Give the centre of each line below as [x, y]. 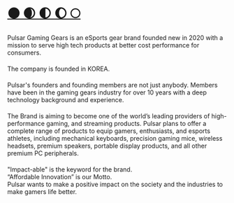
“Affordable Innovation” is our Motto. [60, 176]
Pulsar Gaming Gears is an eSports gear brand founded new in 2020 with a [115, 37]
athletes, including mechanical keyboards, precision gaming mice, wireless [115, 138]
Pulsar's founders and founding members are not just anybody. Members [112, 85]
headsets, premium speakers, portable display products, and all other [107, 146]
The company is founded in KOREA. [59, 69]
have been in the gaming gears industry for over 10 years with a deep [107, 92]
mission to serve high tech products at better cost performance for [103, 45]
